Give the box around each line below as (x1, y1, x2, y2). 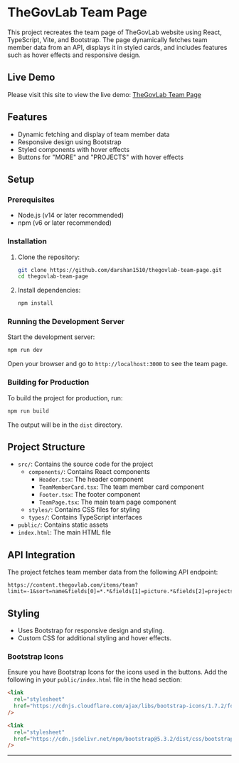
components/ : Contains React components (28, 468, 151, 476)
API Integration (7, 549, 76, 561)
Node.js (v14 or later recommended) (17, 211, 124, 220)
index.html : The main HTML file (17, 528, 112, 537)
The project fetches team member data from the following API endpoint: (7, 568, 218, 577)
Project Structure (7, 440, 85, 453)
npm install (17, 300, 53, 307)
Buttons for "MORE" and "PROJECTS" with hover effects (17, 153, 184, 161)
